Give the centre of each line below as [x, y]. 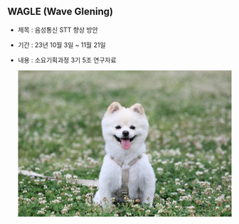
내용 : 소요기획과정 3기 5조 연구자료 [67, 60]
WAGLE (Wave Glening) [60, 12]
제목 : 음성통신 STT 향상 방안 [58, 30]
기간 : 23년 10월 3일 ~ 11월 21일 [62, 45]
